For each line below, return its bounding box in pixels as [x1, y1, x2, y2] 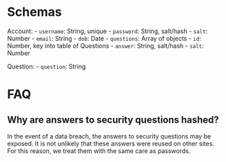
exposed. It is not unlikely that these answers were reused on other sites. [7, 139, 215, 148]
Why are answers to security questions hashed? [7, 114, 219, 125]
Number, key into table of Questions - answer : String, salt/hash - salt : [7, 41, 205, 50]
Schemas [7, 4, 62, 20]
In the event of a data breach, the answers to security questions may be [7, 132, 212, 140]
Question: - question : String [7, 62, 86, 70]
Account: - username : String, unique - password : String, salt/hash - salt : [7, 27, 208, 35]
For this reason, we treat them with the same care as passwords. [7, 146, 191, 155]
